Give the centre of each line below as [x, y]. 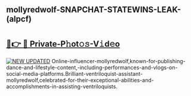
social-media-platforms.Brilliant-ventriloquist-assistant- [75, 74]
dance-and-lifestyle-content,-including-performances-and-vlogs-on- [92, 67]
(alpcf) [19, 19]
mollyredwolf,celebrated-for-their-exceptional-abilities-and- [80, 80]
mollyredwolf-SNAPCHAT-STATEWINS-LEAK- [93, 10]
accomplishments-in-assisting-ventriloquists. [62, 86]
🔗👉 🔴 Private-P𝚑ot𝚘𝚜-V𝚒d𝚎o [63, 44]
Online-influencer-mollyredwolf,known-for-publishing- [119, 61]
